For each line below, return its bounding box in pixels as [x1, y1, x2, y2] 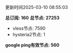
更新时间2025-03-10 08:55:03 [5, 4, 68, 10]
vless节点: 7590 [12, 25, 46, 31]
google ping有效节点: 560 [5, 42, 59, 48]
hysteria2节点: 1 [12, 32, 45, 37]
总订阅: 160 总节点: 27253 [5, 15, 60, 21]
